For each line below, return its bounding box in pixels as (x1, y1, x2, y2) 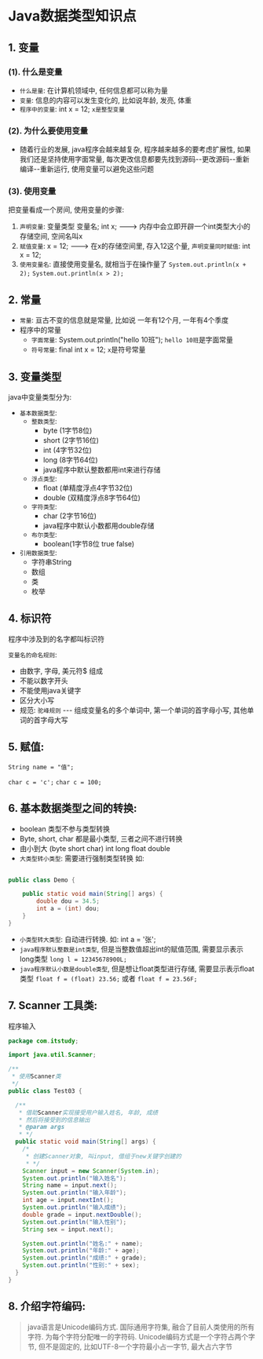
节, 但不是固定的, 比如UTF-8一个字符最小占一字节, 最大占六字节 (27, 1342, 233, 1351)
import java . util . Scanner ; (8, 1051, 97, 1059)
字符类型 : (31, 502, 57, 511)
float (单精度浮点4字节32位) (42, 484, 133, 493)
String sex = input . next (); (22, 1226, 114, 1233)
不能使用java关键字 (19, 685, 82, 695)
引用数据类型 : (19, 548, 57, 557)
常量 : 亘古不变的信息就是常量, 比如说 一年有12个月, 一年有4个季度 (19, 316, 229, 325)
